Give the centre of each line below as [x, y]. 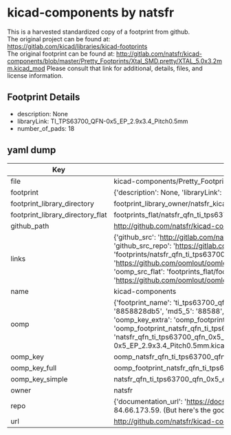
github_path [30, 226]
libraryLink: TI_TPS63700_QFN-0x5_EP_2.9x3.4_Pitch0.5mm [102, 121]
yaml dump [32, 150]
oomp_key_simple [39, 379]
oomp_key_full [34, 368]
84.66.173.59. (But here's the [162, 410]
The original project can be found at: [59, 39]
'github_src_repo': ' [144, 246]
